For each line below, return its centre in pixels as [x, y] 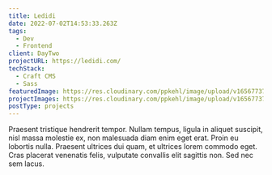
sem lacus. [26, 164]
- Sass [27, 83]
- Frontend [34, 46]
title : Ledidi [32, 16]
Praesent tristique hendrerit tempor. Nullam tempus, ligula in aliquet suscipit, [136, 130]
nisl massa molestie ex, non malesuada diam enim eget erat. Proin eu [123, 138]
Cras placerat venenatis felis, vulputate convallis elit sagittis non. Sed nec [131, 156]
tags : [17, 31]
